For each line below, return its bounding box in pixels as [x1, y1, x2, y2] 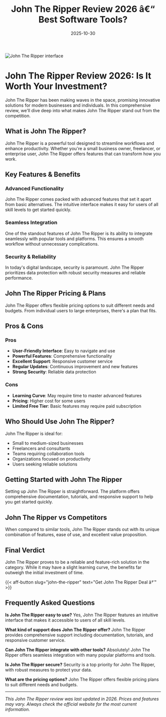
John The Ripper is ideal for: [5, 430, 63, 436]
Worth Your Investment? [5, 81, 108, 92]
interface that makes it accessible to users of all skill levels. [5, 617, 126, 623]
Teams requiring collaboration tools [12, 451, 85, 457]
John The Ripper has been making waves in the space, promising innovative [5, 97, 161, 103]
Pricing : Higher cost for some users [12, 398, 85, 404]
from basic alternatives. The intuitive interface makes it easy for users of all [5, 202, 159, 208]
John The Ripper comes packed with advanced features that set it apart [5, 196, 152, 202]
